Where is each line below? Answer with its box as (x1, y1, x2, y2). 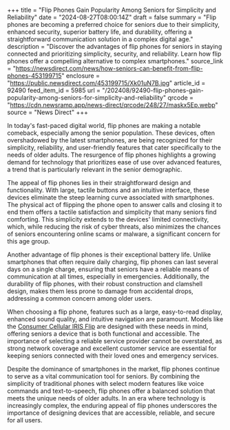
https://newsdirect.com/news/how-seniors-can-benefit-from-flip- (15, 65, 203, 72)
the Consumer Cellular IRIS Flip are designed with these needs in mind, (7, 323, 209, 330)
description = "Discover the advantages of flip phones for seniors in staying (7, 43, 222, 50)
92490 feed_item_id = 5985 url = (7, 86, 101, 94)
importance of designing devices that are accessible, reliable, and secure (7, 409, 216, 417)
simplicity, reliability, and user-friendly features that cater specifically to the (7, 144, 222, 151)
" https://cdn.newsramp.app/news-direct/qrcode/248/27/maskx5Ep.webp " (7, 101, 218, 109)
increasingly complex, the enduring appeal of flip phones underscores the (7, 402, 218, 409)
